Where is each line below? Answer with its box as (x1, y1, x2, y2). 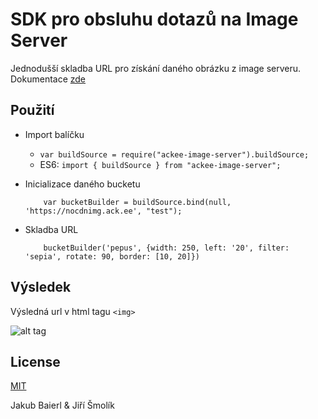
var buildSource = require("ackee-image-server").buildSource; (39, 149, 310, 160)
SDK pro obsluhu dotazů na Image (10, 8, 299, 31)
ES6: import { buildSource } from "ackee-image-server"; (39, 158, 282, 170)
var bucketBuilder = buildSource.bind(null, (43, 197, 232, 207)
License (10, 353, 61, 370)
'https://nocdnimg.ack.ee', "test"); (24, 206, 183, 216)
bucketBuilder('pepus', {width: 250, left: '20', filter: (43, 243, 290, 253)
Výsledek (10, 279, 72, 296)
